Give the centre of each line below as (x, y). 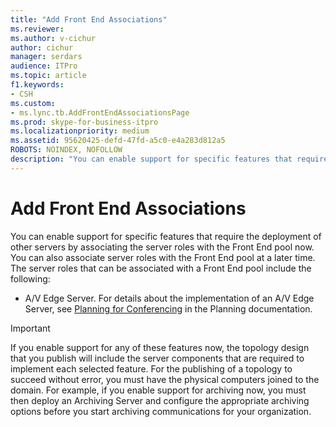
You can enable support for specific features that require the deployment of (166, 236)
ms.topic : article (48, 76)
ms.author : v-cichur (53, 38)
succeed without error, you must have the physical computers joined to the (165, 379)
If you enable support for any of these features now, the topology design (160, 347)
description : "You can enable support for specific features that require (169, 159)
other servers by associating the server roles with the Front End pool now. (162, 247)
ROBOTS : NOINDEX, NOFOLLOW (66, 150)
